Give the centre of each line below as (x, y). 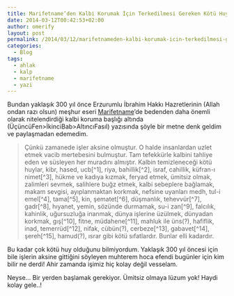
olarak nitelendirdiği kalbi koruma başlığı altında (76, 120)
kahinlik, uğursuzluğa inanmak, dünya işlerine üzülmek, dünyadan (119, 214)
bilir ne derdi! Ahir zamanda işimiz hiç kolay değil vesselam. (92, 264)
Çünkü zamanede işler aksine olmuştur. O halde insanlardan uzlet (118, 147)
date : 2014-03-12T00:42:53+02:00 (56, 20)
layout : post (26, 33)
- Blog (23, 53)
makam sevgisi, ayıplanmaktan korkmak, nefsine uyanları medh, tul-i (122, 192)
